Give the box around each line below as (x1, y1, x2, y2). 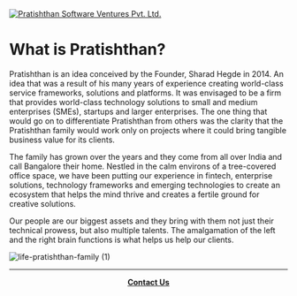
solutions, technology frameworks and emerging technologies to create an (9, 179, 281, 190)
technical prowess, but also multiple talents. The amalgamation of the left (9, 224, 276, 235)
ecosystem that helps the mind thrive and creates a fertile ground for (9, 189, 260, 200)
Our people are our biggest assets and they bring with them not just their (9, 216, 274, 226)
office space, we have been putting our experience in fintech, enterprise (9, 170, 273, 180)
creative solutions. (9, 198, 77, 209)
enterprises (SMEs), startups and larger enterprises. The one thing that (9, 106, 268, 117)
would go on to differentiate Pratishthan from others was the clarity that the (9, 115, 284, 126)
